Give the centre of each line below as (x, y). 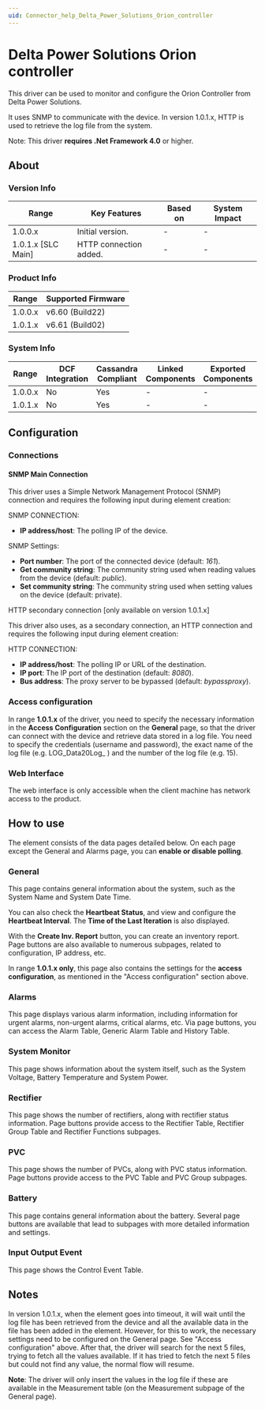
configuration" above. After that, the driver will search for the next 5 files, (127, 1347)
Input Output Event (45, 1253)
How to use (36, 824)
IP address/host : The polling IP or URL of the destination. (113, 665)
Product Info (32, 278)
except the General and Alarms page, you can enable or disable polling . (125, 851)
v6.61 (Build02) (76, 325)
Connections (34, 455)
